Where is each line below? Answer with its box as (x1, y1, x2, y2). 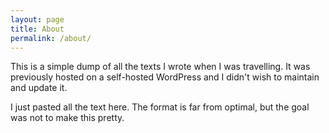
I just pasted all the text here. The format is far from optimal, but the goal (10, 101, 310, 113)
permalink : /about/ (10, 33, 92, 43)
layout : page (10, 14, 65, 25)
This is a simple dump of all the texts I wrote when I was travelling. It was (10, 61, 311, 73)
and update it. (10, 82, 68, 94)
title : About (10, 24, 65, 34)
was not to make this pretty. (10, 112, 125, 124)
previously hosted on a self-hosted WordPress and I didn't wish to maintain (10, 71, 320, 83)
